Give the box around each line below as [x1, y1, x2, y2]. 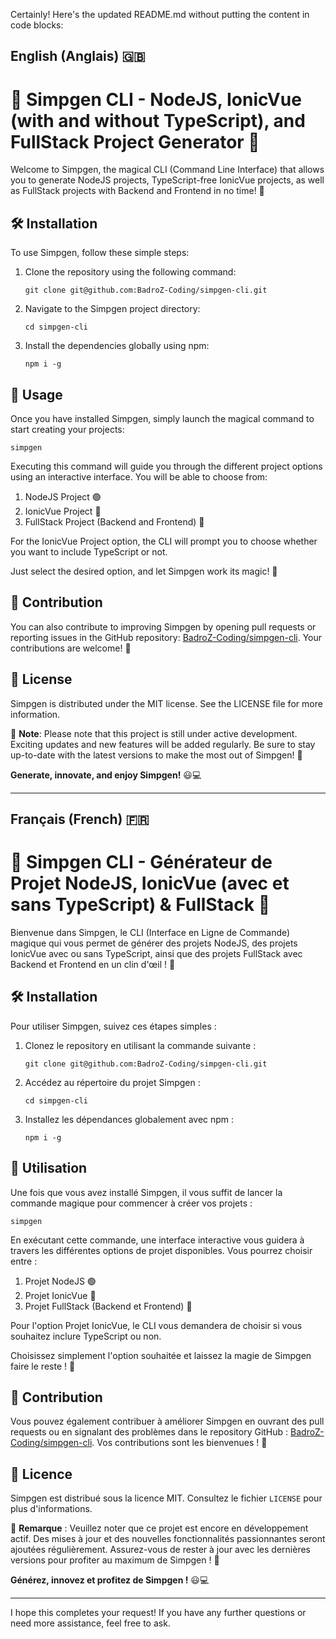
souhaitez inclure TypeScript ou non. [10, 1330, 162, 1342]
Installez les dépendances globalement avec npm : [24, 1113, 235, 1125]
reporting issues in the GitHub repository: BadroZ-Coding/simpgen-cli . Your [10, 631, 323, 643]
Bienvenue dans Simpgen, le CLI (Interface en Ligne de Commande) [10, 926, 291, 938]
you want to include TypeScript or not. [10, 545, 168, 558]
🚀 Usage [10, 386, 63, 403]
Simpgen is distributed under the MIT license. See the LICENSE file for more [10, 697, 323, 709]
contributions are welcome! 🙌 [10, 642, 132, 654]
